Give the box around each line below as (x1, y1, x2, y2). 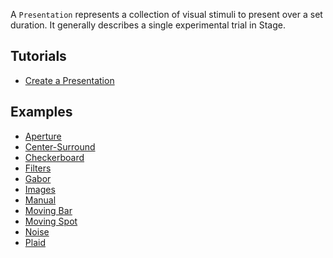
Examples (10, 104, 73, 121)
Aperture (24, 130, 62, 142)
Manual (24, 194, 57, 206)
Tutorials (10, 48, 67, 65)
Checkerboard (24, 151, 85, 163)
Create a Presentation (24, 74, 115, 86)
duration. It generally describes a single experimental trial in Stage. (10, 19, 286, 31)
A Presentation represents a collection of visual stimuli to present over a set (10, 9, 323, 20)
